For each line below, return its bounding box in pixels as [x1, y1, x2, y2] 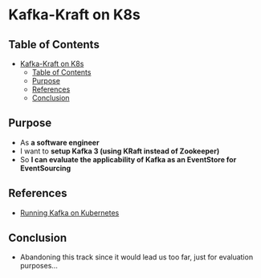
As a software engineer [19, 137, 100, 147]
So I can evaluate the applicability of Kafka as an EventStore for [19, 154, 237, 164]
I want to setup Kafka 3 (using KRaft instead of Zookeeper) [19, 146, 220, 156]
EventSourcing [19, 163, 71, 173]
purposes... [19, 261, 59, 271]
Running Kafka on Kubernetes [19, 207, 120, 218]
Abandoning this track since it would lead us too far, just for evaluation [19, 252, 254, 262]
